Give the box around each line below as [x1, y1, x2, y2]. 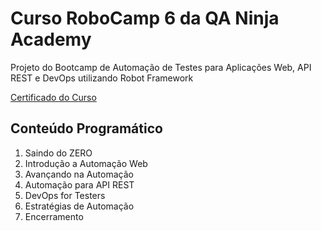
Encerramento [24, 210, 84, 222]
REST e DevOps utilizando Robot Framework [10, 72, 194, 84]
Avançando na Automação [24, 168, 134, 180]
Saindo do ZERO [24, 147, 93, 159]
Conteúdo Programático [10, 120, 163, 137]
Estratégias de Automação [24, 200, 135, 212]
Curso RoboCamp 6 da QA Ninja [10, 7, 280, 30]
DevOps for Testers [24, 189, 106, 201]
